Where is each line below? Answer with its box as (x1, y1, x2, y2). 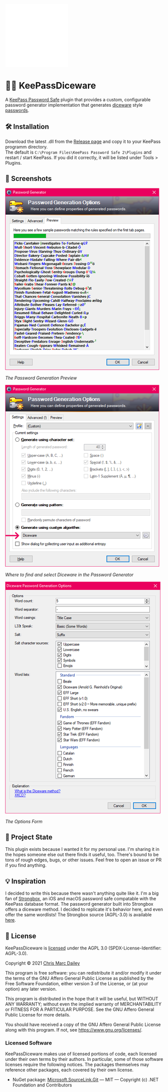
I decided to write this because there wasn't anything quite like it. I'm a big (5, 891, 159, 897)
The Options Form (5, 818, 43, 825)
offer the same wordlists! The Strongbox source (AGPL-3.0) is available (5, 912, 152, 918)
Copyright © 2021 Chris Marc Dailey (5, 960, 80, 966)
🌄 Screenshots (5, 174, 52, 183)
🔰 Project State (5, 833, 53, 841)
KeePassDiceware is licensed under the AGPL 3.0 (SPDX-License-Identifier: (5, 945, 161, 951)
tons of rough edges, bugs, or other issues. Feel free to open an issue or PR (5, 857, 162, 863)
